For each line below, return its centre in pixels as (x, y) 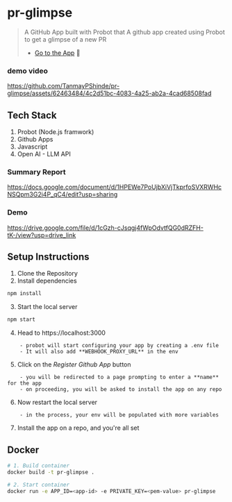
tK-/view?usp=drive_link (42, 235)
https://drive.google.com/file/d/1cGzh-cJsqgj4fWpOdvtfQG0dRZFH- (105, 228)
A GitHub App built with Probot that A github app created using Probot (125, 32)
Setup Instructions (48, 257)
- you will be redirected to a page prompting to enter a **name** (119, 377)
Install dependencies (47, 281)
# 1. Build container (39, 466)
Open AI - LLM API (44, 154)
